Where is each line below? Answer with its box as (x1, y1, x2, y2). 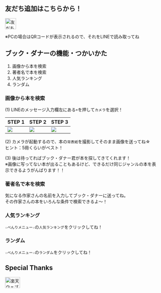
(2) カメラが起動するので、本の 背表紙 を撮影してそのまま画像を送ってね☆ (5, 138, 150, 145)
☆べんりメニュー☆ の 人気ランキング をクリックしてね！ (5, 224, 103, 230)
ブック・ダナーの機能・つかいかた (5, 49, 107, 57)
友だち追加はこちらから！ (5, 4, 82, 13)
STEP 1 (7, 118, 25, 125)
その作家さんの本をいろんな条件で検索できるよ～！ (5, 199, 107, 204)
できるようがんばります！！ (9, 167, 65, 173)
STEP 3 (51, 118, 69, 125)
